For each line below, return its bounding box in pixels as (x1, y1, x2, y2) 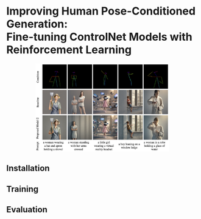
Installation (6, 163, 50, 174)
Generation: (6, 17, 68, 31)
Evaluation (6, 204, 48, 215)
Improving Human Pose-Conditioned (6, 4, 196, 18)
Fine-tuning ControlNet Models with (6, 30, 193, 44)
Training (6, 184, 39, 194)
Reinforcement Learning (6, 43, 132, 57)
